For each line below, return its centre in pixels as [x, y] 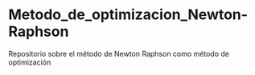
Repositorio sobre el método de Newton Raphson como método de [119, 53]
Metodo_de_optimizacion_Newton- [128, 15]
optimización [30, 62]
